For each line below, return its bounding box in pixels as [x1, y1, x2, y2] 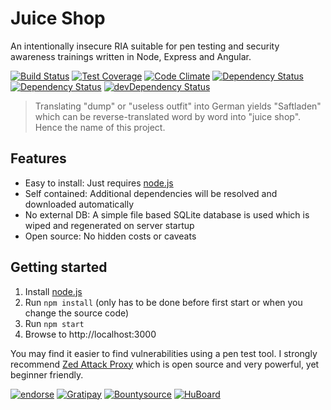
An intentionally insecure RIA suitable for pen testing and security [10, 40, 280, 52]
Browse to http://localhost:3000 [24, 328, 157, 340]
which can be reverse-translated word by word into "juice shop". [34, 110, 302, 122]
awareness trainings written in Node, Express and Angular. [10, 50, 252, 62]
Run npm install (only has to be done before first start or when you [24, 296, 303, 308]
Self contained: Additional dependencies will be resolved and [24, 187, 278, 199]
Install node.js [24, 285, 83, 297]
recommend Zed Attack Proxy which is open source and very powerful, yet [10, 358, 320, 370]
